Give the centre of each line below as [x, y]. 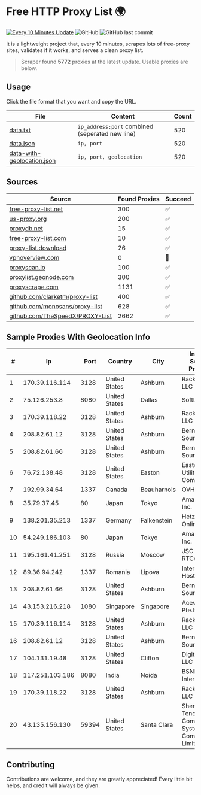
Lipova [150, 572]
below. [29, 68]
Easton [150, 472]
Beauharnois [158, 490]
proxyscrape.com [34, 287]
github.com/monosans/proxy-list [56, 306]
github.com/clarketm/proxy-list [53, 296]
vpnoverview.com [34, 257]
